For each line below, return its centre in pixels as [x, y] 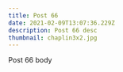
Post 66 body [30, 60]
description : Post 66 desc [53, 30]
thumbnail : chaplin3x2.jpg [53, 38]
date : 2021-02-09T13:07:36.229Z [61, 23]
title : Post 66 [33, 15]
